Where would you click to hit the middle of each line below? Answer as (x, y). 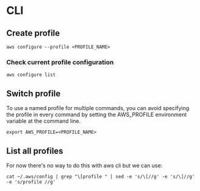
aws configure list (31, 75)
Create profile (33, 33)
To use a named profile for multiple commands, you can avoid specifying (98, 108)
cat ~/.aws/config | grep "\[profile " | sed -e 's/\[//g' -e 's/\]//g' (101, 176)
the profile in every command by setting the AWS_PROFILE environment (97, 115)
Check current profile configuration (60, 62)
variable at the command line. (44, 121)
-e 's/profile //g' (31, 182)
